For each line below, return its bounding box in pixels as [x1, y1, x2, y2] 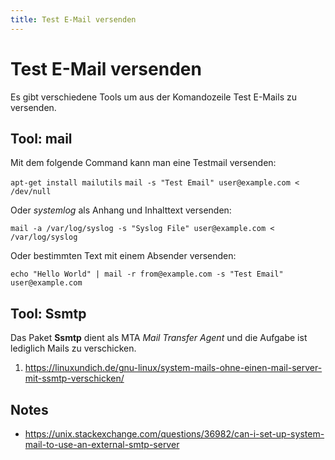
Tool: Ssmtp [10, 305, 87, 322]
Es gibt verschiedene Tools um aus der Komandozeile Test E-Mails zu [10, 91, 297, 103]
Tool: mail [10, 130, 73, 147]
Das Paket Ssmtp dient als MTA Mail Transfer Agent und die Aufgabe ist [10, 332, 308, 344]
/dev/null [10, 187, 52, 197]
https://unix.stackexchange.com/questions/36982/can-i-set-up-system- [24, 428, 325, 440]
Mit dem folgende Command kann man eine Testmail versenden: [10, 157, 277, 169]
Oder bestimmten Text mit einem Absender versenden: [10, 250, 237, 262]
